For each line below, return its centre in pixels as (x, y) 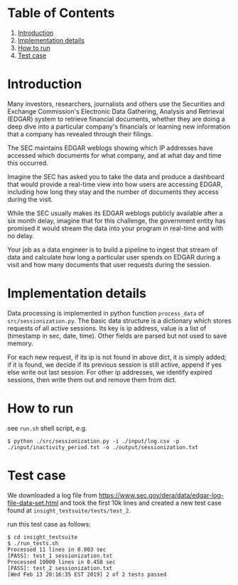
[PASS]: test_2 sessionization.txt (60, 568)
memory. (20, 343)
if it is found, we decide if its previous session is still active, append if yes (115, 365)
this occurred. (28, 163)
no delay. (21, 235)
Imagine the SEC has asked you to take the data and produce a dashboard (116, 176)
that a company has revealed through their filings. (80, 134)
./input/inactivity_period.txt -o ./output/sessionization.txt (103, 447)
